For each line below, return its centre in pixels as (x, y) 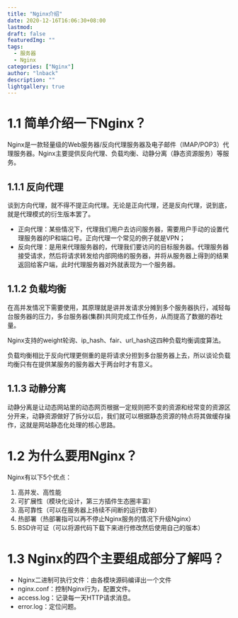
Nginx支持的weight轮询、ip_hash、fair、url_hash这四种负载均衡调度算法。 (116, 340)
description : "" (31, 80)
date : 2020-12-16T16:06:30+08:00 (57, 21)
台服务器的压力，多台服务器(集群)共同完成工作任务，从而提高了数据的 (109, 316)
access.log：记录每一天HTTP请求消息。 (76, 597)
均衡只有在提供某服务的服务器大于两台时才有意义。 (82, 364)
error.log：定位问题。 (49, 606)
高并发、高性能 (39, 492)
